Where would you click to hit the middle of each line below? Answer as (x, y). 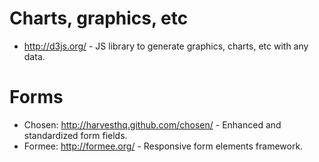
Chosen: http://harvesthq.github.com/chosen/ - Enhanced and (152, 124)
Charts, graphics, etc (99, 18)
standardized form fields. (75, 135)
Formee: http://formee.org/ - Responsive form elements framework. (163, 146)
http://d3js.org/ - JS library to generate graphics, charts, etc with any (166, 46)
